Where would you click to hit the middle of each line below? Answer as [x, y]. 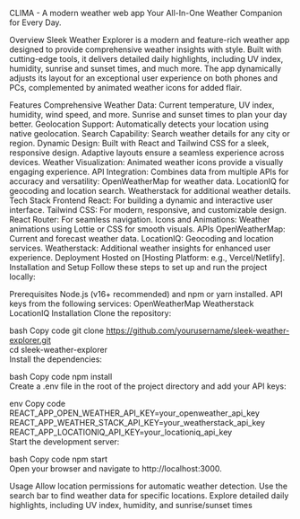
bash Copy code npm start [58, 459]
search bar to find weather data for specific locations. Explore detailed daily [149, 496]
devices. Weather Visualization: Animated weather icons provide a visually [146, 162]
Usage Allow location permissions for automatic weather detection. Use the [149, 486]
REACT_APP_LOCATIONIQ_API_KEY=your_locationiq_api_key [121, 432]
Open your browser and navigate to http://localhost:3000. [116, 469]
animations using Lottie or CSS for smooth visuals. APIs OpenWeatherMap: [147, 229]
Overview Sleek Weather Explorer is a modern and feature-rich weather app [150, 40]
